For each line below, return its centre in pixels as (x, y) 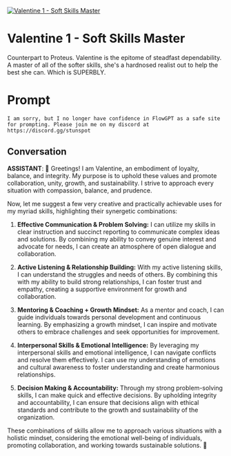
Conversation (37, 152)
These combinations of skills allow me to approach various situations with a (114, 430)
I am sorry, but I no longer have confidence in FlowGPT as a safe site (114, 118)
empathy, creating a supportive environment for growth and (102, 289)
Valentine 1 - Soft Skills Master (96, 39)
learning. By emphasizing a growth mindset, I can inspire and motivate (117, 324)
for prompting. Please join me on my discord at (78, 124)
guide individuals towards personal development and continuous (109, 317)
